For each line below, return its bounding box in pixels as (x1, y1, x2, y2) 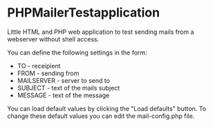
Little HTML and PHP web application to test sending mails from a (7, 28, 194, 36)
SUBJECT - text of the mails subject (17, 84, 120, 92)
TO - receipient (17, 61, 61, 70)
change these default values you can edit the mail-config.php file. (7, 112, 195, 120)
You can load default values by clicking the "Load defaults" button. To (7, 104, 206, 113)
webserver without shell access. (7, 35, 100, 43)
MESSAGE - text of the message (17, 91, 110, 99)
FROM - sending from (17, 69, 80, 77)
